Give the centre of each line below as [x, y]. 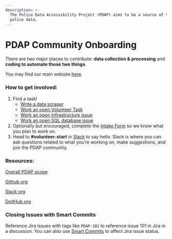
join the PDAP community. [40, 147]
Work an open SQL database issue [57, 120]
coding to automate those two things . [46, 64]
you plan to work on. [34, 131]
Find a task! [25, 99]
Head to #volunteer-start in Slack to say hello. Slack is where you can [87, 136]
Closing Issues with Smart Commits [51, 214]
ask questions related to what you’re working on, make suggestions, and [89, 142]
